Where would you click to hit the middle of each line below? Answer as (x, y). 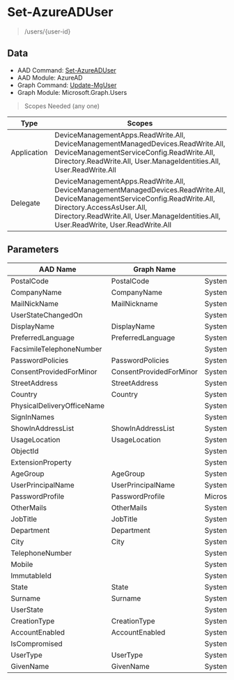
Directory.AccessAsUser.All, (101, 207)
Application (29, 152)
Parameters (33, 249)
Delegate (25, 203)
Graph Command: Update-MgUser (67, 85)
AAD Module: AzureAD (50, 77)
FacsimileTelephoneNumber (56, 349)
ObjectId (25, 451)
